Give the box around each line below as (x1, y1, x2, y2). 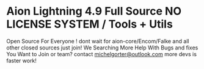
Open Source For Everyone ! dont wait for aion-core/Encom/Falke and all (6, 37, 189, 45)
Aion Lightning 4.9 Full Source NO (6, 4, 182, 18)
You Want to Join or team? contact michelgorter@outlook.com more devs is (6, 50, 197, 57)
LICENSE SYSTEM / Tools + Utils (6, 17, 173, 31)
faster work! (6, 57, 37, 64)
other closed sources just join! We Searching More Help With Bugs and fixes (6, 44, 199, 51)
